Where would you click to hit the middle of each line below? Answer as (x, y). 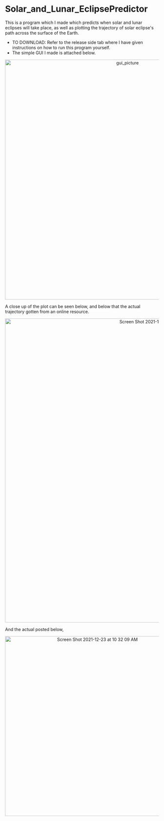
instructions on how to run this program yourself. (61, 47)
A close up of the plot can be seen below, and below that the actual (73, 306)
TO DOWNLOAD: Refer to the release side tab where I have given (77, 42)
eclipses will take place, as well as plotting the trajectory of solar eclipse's (79, 27)
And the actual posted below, (34, 629)
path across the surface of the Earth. (42, 33)
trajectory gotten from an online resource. (47, 312)
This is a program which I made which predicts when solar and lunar (74, 22)
